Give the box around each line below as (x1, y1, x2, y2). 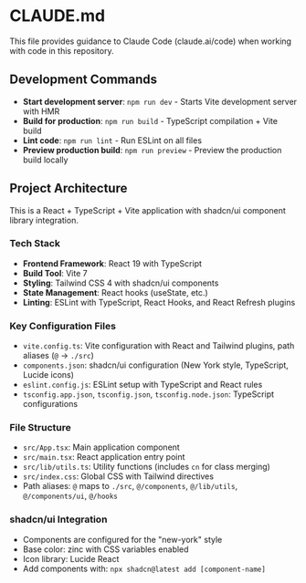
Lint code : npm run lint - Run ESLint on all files (22, 134, 203, 146)
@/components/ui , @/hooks (22, 490, 119, 502)
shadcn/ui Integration (9, 513, 108, 526)
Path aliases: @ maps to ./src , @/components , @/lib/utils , (22, 481, 238, 492)
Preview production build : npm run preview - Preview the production (22, 144, 282, 155)
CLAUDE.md (9, 5, 106, 26)
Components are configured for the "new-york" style (22, 534, 223, 545)
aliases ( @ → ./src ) (22, 350, 94, 361)
